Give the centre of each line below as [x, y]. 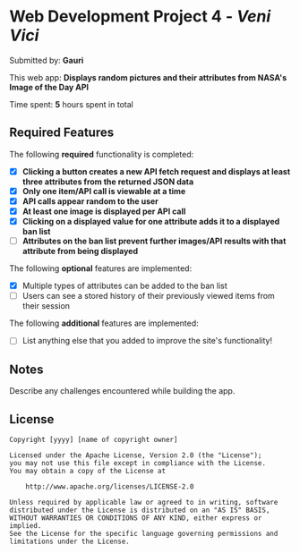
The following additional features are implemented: [104, 323]
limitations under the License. [69, 541]
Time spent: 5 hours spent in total [72, 104]
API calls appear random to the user [90, 201]
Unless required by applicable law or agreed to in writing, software [144, 502]
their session [46, 306]
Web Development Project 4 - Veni [140, 17]
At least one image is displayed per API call [104, 211]
